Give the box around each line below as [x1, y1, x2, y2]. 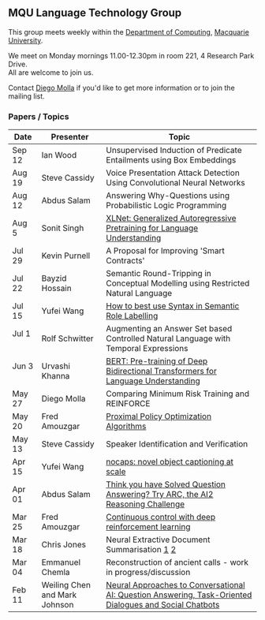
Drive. [8, 59, 28, 69]
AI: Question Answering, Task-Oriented [106, 589, 252, 600]
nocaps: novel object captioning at [106, 457, 234, 468]
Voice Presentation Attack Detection [106, 167, 241, 178]
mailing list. [8, 91, 45, 101]
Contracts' [106, 256, 145, 267]
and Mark [41, 589, 77, 600]
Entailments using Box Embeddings [106, 155, 237, 166]
